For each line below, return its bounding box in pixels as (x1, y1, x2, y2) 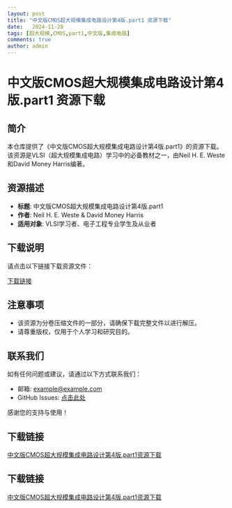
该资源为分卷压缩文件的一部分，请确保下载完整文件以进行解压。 (17, 319, 201, 327)
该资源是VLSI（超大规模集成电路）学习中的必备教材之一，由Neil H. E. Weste (7, 151, 225, 159)
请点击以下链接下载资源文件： (7, 261, 93, 270)
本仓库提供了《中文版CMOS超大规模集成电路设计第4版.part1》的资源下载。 (7, 143, 223, 150)
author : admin (7, 43, 49, 50)
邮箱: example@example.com (17, 385, 102, 393)
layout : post (7, 10, 45, 17)
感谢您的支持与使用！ (7, 408, 68, 416)
